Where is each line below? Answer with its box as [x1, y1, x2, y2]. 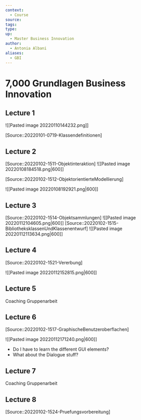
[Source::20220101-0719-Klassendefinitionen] [5, 132, 102, 139]
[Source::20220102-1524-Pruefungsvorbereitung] [5, 409, 111, 415]
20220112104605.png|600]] [5, 220, 64, 226]
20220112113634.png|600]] [5, 231, 63, 237]
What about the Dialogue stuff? [12, 352, 79, 358]
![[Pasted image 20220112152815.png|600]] [5, 269, 97, 275]
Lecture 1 [5, 108, 35, 117]
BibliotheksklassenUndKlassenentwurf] [5, 225, 88, 232]
